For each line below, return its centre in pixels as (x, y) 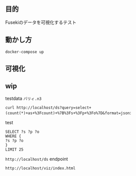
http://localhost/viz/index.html (40, 168)
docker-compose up (25, 52)
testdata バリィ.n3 (24, 98)
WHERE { (13, 136)
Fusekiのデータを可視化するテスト (41, 22)
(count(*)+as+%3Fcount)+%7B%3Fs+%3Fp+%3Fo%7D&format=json (67, 113)
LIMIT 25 (14, 149)
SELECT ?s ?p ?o (22, 132)
